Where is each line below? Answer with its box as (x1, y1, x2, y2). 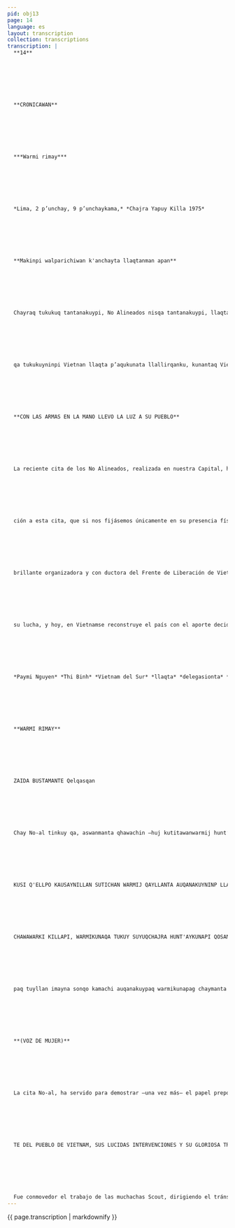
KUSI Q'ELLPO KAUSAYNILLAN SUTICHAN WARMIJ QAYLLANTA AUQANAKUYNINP (13, 882, 218, 889)
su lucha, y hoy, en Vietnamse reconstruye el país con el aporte (13, 622, 211, 629)
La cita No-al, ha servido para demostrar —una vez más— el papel (13, 1090, 211, 1097)
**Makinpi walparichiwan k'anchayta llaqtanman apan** (13, 257, 177, 264)
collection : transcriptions (7, 36, 90, 43)
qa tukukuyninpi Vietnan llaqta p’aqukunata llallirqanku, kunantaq (13, 362, 218, 369)
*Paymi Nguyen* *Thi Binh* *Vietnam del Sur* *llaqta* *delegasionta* (13, 673, 224, 680)
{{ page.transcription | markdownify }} (7, 1213, 117, 1221)
